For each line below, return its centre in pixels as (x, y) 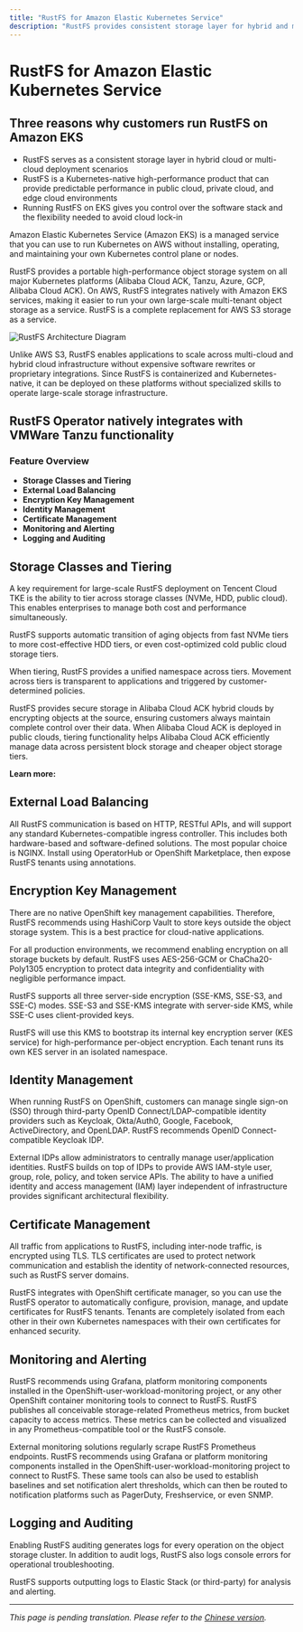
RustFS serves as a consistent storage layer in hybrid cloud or (138, 159)
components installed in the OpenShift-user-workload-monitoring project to (150, 1467)
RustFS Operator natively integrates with (126, 421)
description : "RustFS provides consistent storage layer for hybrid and (149, 26)
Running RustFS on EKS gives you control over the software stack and (152, 207)
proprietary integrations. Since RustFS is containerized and (119, 373)
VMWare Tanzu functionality (92, 435)
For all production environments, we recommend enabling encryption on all (149, 949)
